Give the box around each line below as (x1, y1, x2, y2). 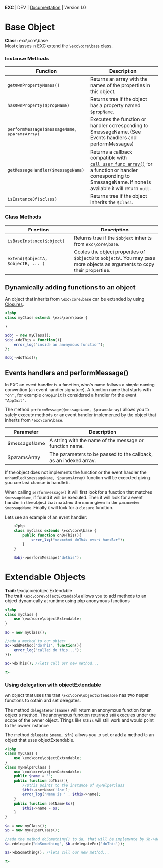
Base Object (5, 22, 55, 33)
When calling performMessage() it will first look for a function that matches (5, 489, 153, 495)
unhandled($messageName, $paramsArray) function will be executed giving (5, 475, 150, 481)
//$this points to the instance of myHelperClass (22, 783, 125, 788)
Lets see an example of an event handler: (5, 514, 88, 520)
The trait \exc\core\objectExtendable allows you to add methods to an (5, 593, 147, 599)
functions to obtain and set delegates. (5, 697, 81, 704)
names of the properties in (90, 82, 150, 89)
